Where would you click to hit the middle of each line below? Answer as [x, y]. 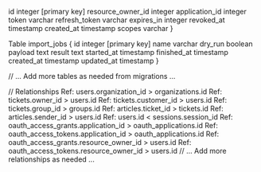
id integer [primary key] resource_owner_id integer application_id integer [127, 12]
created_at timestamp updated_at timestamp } [84, 61]
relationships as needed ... [52, 159]
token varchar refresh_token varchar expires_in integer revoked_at [117, 20]
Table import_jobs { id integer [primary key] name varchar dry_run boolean [130, 44]
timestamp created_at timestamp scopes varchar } [91, 28]
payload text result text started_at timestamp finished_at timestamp [118, 52]
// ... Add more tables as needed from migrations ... [92, 76]
